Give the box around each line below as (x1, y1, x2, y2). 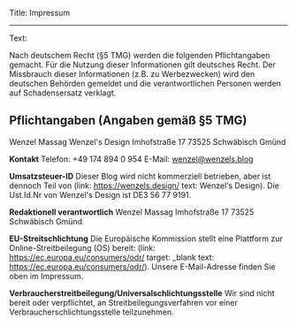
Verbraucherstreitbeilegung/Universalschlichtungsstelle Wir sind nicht (9, 287, 276, 299)
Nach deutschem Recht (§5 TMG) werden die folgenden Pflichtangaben (9, 50, 270, 60)
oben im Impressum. (9, 270, 84, 281)
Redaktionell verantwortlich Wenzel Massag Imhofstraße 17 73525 (9, 207, 255, 217)
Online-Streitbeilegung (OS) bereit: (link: (9, 242, 156, 253)
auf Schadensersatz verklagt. (9, 87, 117, 98)
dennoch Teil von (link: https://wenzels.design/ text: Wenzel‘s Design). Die (9, 180, 280, 191)
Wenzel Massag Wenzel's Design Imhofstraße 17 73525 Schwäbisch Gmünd (9, 136, 286, 147)
